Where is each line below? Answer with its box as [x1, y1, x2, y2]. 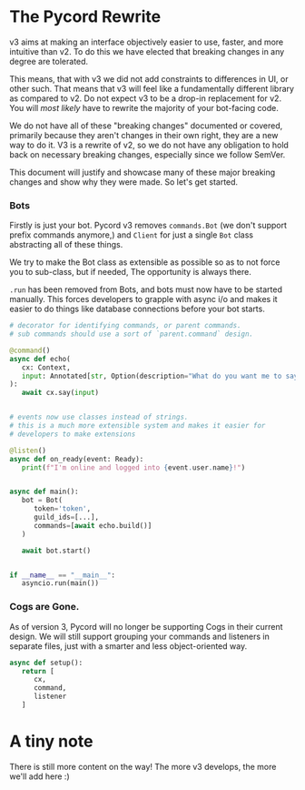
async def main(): [9, 487, 79, 497]
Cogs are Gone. [9, 601, 80, 613]
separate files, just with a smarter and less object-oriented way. [9, 640, 248, 652]
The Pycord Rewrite [9, 6, 162, 27]
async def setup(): [9, 658, 84, 667]
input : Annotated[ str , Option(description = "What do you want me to [21, 371, 282, 380]
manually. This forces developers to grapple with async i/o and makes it [9, 294, 279, 305]
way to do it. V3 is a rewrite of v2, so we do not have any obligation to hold [9, 139, 289, 150]
